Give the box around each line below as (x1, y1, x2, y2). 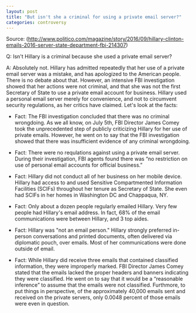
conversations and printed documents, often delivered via (33, 233, 173, 240)
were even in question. (14, 300, 70, 307)
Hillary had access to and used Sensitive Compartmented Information (14, 179, 183, 186)
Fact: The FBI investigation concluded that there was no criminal (14, 113, 170, 120)
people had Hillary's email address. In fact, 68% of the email (14, 209, 160, 216)
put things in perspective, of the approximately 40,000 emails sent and (14, 288, 185, 295)
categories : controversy (6, 19, 67, 25)
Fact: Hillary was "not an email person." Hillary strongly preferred (14, 226, 171, 234)
